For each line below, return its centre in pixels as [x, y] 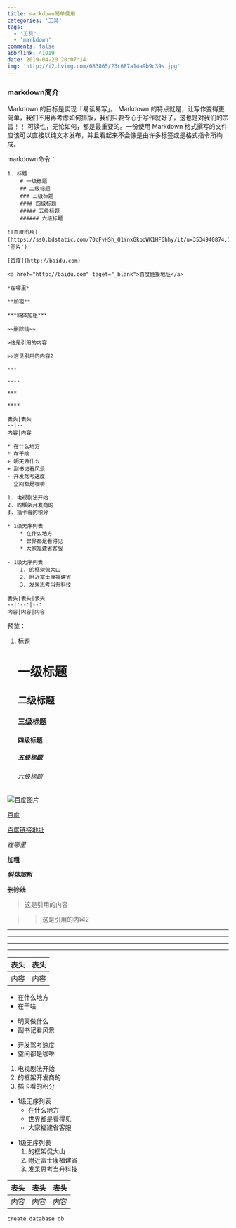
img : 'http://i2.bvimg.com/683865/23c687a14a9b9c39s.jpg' [94, 66]
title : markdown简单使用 [41, 14]
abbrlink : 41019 [31, 54]
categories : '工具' [35, 20]
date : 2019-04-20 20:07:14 [47, 60]
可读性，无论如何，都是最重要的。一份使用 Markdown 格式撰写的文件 [127, 126]
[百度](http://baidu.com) [44, 261]
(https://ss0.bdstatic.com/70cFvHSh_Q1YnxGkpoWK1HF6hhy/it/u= [100, 239]
